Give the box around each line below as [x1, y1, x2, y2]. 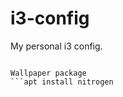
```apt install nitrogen [10, 77, 114, 87]
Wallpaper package [10, 68, 87, 78]
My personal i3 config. [10, 40, 103, 52]
